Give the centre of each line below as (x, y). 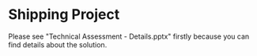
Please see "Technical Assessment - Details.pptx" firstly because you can (129, 36)
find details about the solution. (58, 44)
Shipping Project (64, 15)
